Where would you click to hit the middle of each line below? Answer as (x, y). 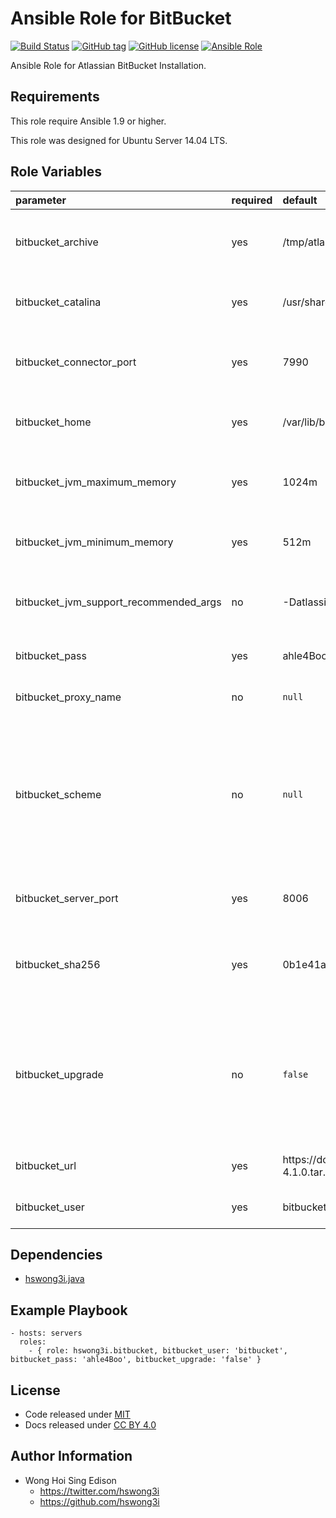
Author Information (71, 1456)
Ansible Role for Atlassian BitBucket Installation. (108, 65)
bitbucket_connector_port (76, 362)
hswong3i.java (54, 1279)
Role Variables (56, 172)
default (300, 200)
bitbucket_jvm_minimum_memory (94, 542)
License (35, 1390)
